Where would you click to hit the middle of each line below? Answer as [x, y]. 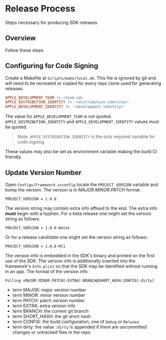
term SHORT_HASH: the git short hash [51, 316]
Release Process [40, 9]
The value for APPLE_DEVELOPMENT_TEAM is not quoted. [59, 116]
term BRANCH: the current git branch [50, 311]
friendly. [14, 157]
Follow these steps [24, 50]
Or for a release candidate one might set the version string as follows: [77, 237]
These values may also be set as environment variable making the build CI [81, 152]
